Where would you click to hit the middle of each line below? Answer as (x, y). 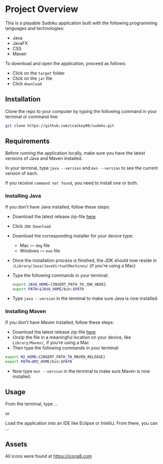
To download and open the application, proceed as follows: (66, 63)
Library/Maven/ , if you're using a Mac (51, 343)
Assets (16, 444)
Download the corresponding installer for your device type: (73, 235)
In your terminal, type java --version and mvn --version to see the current (81, 168)
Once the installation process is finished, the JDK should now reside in (84, 260)
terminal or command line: (32, 116)
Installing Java (23, 196)
